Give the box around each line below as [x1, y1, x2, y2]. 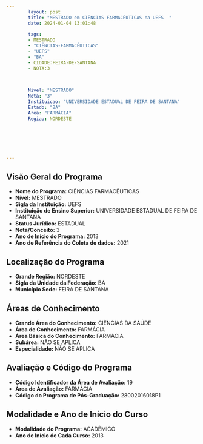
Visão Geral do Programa [6, 172, 103, 182]
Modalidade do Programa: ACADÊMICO [15, 425, 116, 432]
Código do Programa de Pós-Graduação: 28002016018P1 [15, 391, 161, 399]
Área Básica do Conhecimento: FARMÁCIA [15, 333, 124, 340]
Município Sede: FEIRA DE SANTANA [15, 286, 109, 293]
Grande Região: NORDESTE [15, 273, 85, 280]
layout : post [28, 8, 61, 15]
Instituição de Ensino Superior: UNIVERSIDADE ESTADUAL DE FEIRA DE [15, 207, 198, 214]
